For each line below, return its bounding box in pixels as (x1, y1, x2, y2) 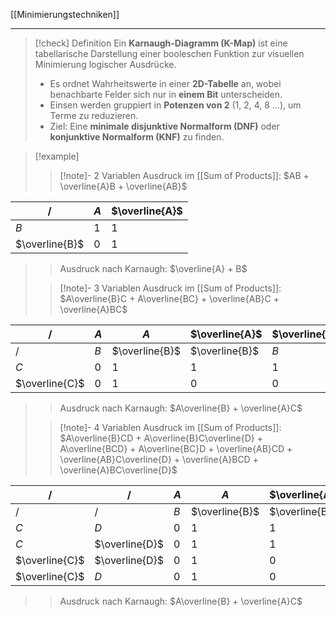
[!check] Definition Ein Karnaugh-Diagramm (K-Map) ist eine (34, 37, 288, 49)
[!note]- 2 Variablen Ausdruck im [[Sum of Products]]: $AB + (59, 170, 310, 181)
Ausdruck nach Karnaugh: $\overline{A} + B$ (59, 263, 248, 274)
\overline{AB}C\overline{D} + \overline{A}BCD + (59, 454, 259, 465)
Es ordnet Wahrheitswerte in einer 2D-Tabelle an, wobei (49, 78, 282, 89)
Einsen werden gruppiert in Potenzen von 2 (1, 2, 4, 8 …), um (49, 99, 302, 111)
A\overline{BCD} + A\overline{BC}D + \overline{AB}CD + (59, 443, 293, 454)
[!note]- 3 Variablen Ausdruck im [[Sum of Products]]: (59, 282, 282, 294)
